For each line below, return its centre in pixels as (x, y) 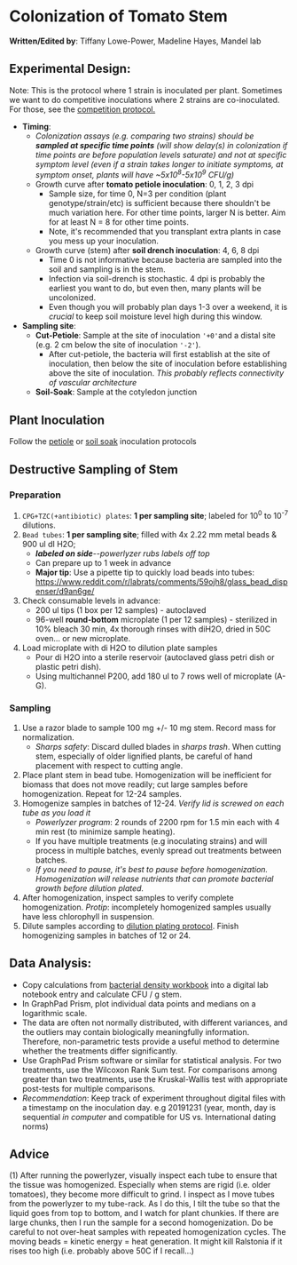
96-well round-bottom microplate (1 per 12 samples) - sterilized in (156, 619)
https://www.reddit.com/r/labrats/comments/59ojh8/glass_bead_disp (161, 581)
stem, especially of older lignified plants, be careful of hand (144, 756)
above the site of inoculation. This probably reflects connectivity (166, 373)
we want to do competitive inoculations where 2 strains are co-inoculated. (145, 99)
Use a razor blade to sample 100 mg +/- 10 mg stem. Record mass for (149, 728)
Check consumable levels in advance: (91, 601)
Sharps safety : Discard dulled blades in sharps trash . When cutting (158, 746)
